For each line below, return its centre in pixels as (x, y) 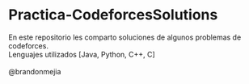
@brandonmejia (35, 71)
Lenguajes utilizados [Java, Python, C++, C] (82, 54)
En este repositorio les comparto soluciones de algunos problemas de (125, 37)
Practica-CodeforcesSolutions (113, 15)
